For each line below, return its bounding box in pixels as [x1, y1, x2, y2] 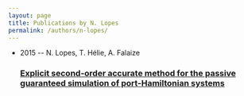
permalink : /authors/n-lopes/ [8, 26, 109, 34]
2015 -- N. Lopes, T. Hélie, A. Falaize [19, 48, 141, 58]
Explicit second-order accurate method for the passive [19, 68, 236, 79]
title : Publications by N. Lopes [8, 19, 119, 27]
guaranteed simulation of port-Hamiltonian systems [19, 78, 225, 89]
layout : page [8, 11, 52, 20]
